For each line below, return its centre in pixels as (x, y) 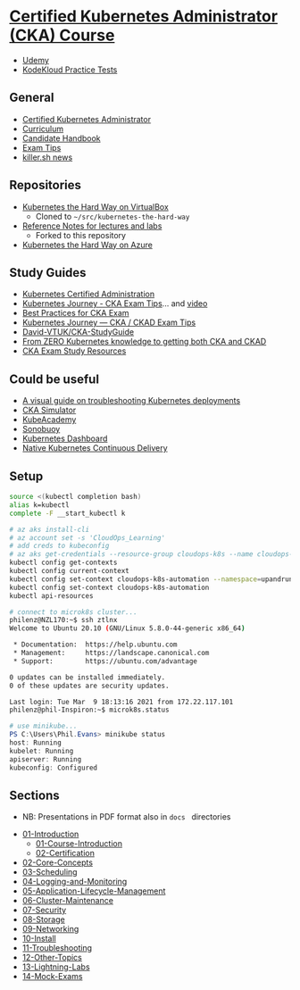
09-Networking (50, 929)
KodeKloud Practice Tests (70, 70)
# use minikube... (43, 726)
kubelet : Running (42, 751)
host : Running (36, 743)
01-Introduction (50, 834)
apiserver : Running (46, 759)
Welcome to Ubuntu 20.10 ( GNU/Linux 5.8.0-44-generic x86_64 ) (127, 628)
